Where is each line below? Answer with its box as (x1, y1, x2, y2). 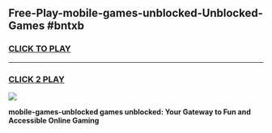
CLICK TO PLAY (8, 44, 71, 55)
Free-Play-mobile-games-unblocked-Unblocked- (8, 6, 263, 20)
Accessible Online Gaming (8, 115, 100, 125)
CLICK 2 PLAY (8, 73, 65, 85)
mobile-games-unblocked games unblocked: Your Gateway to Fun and (8, 106, 251, 116)
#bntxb (47, 19, 85, 33)
